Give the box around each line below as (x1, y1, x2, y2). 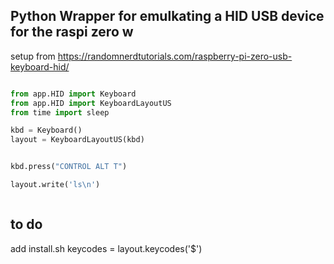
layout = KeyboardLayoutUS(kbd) (10, 135, 145, 145)
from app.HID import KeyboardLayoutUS (10, 98, 172, 108)
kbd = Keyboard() (10, 125, 83, 136)
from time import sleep (10, 107, 110, 118)
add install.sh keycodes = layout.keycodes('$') (10, 242, 203, 254)
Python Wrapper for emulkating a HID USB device (10, 8, 325, 25)
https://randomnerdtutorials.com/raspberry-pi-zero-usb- (57, 50, 293, 62)
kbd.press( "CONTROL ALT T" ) (10, 162, 128, 172)
